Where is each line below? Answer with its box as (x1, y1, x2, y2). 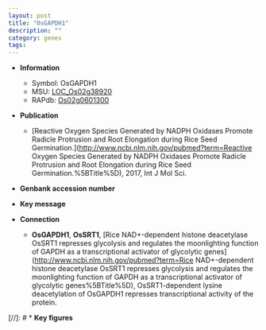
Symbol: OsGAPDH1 (31, 79, 98, 88)
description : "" (8, 26, 62, 34)
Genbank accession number (19, 184, 115, 193)
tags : (8, 41, 26, 49)
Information (19, 63, 60, 72)
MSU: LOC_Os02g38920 (31, 87, 113, 96)
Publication (19, 111, 59, 120)
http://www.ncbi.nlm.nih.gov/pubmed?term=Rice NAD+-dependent (34, 255, 254, 265)
